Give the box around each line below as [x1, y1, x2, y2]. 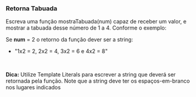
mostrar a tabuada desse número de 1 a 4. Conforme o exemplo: [5, 24, 167, 31]
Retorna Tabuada [5, 4, 58, 13]
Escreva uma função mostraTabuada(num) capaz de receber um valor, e [5, 18, 187, 25]
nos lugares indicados [5, 84, 61, 91]
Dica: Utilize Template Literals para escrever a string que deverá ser [5, 71, 176, 78]
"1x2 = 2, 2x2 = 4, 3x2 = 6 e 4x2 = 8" [14, 48, 108, 55]
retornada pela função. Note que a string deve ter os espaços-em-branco [5, 77, 191, 85]
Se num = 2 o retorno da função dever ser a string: [5, 36, 133, 43]
